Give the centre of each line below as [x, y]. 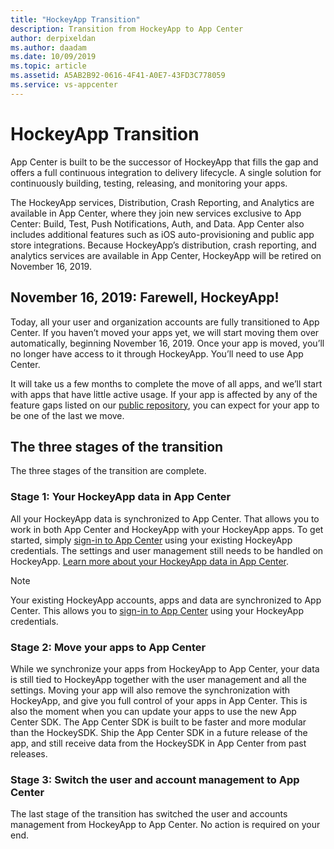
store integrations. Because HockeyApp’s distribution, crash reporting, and [163, 245]
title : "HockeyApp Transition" [75, 19]
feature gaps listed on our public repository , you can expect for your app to [165, 405]
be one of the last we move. [67, 415]
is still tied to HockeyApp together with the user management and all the [158, 679]
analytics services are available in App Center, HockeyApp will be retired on [166, 255]
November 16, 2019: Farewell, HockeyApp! [145, 297]
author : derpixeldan [53, 38]
